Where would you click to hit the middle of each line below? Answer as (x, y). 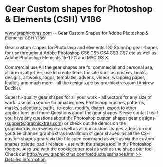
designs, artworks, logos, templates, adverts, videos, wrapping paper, (75, 77)
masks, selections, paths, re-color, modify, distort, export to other (71, 108)
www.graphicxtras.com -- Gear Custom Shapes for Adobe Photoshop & (77, 33)
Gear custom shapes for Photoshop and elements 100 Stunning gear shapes (81, 47)
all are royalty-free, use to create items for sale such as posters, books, (77, 72)
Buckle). (13, 88)
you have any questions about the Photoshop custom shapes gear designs (80, 118)
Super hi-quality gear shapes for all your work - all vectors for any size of (79, 97)
